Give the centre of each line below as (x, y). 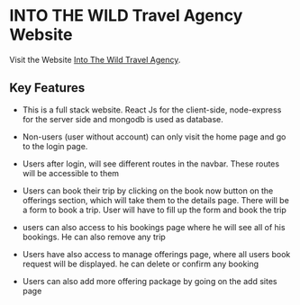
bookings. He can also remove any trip (94, 237)
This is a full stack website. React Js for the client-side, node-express (152, 110)
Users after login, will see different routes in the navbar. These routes (151, 164)
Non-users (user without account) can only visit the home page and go (154, 137)
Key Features (47, 88)
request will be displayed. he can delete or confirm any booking (141, 264)
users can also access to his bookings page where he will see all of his (154, 227)
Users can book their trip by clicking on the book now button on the (148, 191)
